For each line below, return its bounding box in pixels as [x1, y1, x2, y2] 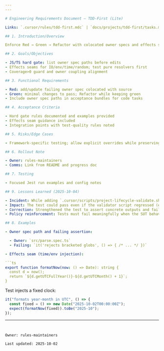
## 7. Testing [5, 172, 34, 177]
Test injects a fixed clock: [5, 287, 56, 293]
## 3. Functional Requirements [5, 78, 69, 83]
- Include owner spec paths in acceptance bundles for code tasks [5, 96, 143, 101]
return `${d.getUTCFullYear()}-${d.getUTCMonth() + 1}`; [9, 274, 128, 279]
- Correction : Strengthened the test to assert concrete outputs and [5, 207, 150, 212]
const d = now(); [9, 270, 45, 275]
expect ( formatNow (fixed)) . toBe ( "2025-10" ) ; [9, 306, 99, 311]
